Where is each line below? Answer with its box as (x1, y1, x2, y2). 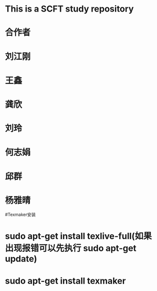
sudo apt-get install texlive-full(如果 (5, 230, 152, 242)
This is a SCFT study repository (5, 3, 134, 15)
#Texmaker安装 (5, 212, 36, 217)
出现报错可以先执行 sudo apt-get (5, 243, 137, 254)
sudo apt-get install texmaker (5, 275, 126, 286)
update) (5, 253, 37, 264)
